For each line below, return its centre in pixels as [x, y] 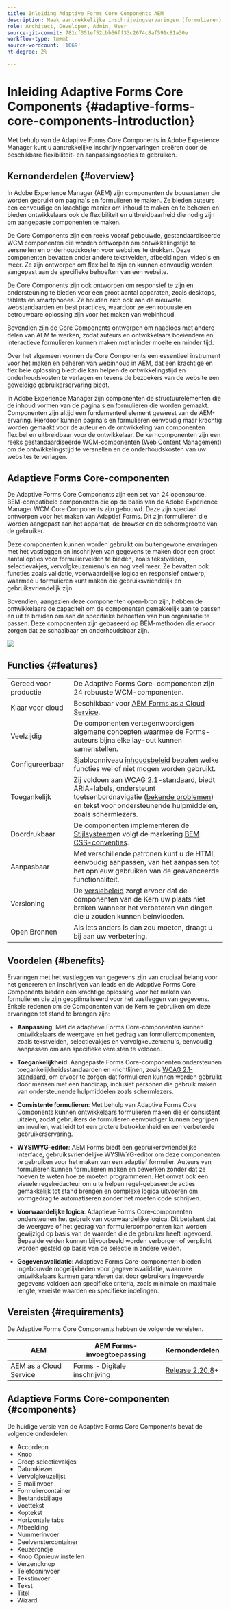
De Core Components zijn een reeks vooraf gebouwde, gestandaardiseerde [114, 235]
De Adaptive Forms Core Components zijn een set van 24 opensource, [107, 495]
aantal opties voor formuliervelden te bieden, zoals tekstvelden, [97, 559]
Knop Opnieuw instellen [51, 1556]
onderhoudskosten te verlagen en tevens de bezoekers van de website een [113, 377]
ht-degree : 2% [27, 52]
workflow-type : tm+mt [38, 39]
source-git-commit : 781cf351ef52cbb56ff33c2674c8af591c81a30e [98, 33]
